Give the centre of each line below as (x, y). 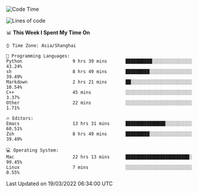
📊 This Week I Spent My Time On (48, 32)
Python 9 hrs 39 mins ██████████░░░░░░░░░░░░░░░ (99, 61)
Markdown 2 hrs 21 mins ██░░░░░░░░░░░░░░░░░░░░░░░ (99, 82)
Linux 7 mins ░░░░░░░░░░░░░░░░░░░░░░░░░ (99, 167)
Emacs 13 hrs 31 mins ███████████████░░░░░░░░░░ (99, 124)
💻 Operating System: (33, 150)
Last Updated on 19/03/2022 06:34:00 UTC (60, 183)
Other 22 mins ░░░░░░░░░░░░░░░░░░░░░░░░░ (99, 103)
